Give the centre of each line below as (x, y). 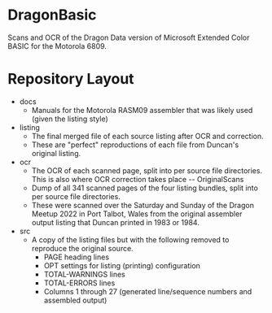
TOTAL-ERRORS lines (79, 283)
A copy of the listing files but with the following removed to (130, 239)
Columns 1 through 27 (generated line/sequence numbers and (148, 291)
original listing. (56, 153)
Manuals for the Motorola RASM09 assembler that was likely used (142, 110)
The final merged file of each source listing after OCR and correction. (147, 136)
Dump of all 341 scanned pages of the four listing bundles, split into (145, 188)
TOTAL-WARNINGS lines (84, 274)
